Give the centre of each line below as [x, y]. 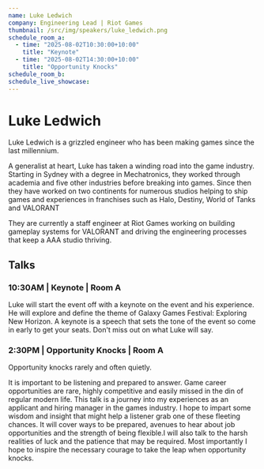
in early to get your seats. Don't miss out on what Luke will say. [111, 330]
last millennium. [34, 151]
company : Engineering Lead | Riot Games [76, 23]
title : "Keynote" [51, 52]
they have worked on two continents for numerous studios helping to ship [128, 191]
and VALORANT [34, 208]
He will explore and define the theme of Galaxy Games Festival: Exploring [128, 313]
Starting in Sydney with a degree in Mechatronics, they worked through [124, 174]
